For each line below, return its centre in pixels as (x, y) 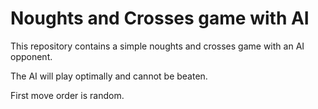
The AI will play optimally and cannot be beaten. (109, 76)
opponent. (31, 56)
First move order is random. (67, 95)
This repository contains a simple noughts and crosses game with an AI (157, 46)
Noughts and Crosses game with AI (160, 18)
